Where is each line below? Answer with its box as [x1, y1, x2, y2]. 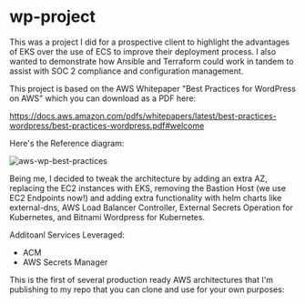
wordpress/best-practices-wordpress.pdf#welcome [9, 120, 205, 131]
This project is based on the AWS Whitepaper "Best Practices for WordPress [9, 83, 296, 94]
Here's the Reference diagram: [9, 137, 125, 148]
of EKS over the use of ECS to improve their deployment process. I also [9, 46, 277, 56]
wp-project [9, 6, 97, 27]
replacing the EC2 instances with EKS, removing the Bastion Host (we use [9, 182, 287, 193]
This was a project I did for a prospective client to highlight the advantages [9, 36, 290, 47]
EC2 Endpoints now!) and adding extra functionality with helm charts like [9, 192, 282, 203]
